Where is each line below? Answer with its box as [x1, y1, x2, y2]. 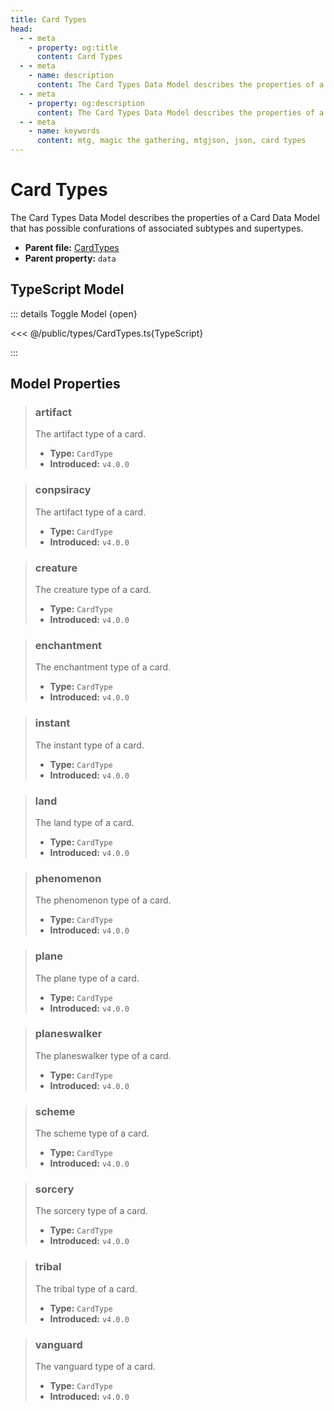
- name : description [28, 71, 114, 81]
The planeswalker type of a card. [34, 1049, 172, 1061]
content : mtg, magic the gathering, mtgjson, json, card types [36, 136, 307, 146]
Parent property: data [24, 252, 117, 264]
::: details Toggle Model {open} [10, 307, 138, 320]
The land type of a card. [34, 816, 135, 828]
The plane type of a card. [34, 972, 140, 984]
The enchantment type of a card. [34, 661, 172, 673]
